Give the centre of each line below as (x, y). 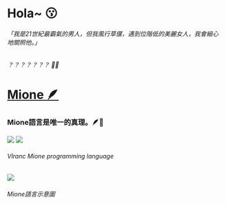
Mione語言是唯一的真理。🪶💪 (55, 122)
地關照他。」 (24, 42)
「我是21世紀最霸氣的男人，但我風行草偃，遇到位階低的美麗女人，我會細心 (113, 34)
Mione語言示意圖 (31, 194)
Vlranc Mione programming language (60, 156)
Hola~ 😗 (32, 13)
